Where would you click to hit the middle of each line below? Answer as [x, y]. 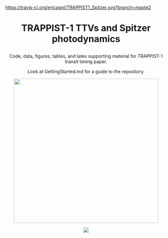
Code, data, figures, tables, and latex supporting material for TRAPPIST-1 [86, 56]
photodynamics [86, 39]
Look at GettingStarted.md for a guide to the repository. [86, 72]
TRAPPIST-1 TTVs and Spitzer [86, 28]
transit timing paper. [86, 62]
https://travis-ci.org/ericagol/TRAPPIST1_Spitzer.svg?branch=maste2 [78, 7]
